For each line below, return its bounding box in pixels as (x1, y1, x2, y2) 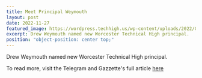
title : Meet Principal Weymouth (6, 8, 87, 15)
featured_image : (6, 25, 47, 32)
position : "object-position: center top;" (6, 37, 114, 43)
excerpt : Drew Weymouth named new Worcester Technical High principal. (6, 31, 189, 37)
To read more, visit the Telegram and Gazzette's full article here (6, 65, 164, 72)
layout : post (6, 14, 39, 20)
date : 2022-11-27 (6, 20, 50, 26)
